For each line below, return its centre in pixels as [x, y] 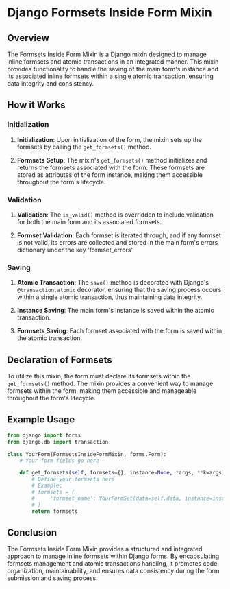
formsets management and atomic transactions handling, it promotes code [112, 564]
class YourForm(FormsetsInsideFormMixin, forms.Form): [87, 454]
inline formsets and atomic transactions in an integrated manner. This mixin [113, 62]
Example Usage [41, 420]
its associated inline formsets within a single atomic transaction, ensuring [110, 76]
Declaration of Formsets [60, 360]
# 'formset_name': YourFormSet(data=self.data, [107, 498]
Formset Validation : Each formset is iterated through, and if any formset [119, 235]
